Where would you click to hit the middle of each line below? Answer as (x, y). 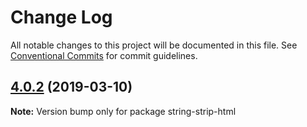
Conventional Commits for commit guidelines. (104, 55)
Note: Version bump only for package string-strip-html (123, 111)
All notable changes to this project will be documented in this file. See (154, 45)
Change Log (61, 17)
